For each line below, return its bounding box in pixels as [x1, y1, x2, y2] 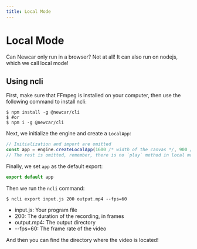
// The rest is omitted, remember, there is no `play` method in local [6, 152, 185, 158]
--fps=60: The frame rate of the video [14, 225, 107, 232]
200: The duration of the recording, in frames [14, 212, 124, 220]
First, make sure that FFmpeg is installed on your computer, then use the [6, 92, 181, 99]
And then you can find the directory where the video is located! [6, 236, 159, 243]
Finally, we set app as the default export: [6, 163, 103, 170]
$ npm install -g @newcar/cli [6, 110, 80, 115]
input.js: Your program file [14, 206, 78, 213]
